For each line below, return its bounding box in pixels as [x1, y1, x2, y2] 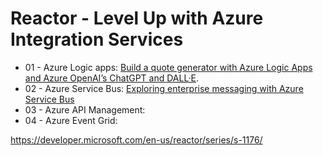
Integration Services [10, 28, 184, 51]
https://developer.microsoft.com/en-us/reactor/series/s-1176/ [10, 133, 263, 146]
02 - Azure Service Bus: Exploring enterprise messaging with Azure [24, 82, 304, 94]
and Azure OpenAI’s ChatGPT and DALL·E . [24, 72, 199, 84]
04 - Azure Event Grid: [24, 114, 118, 126]
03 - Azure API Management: [24, 103, 146, 116]
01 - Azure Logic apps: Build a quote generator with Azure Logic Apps [24, 61, 313, 73]
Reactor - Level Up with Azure [10, 7, 264, 30]
